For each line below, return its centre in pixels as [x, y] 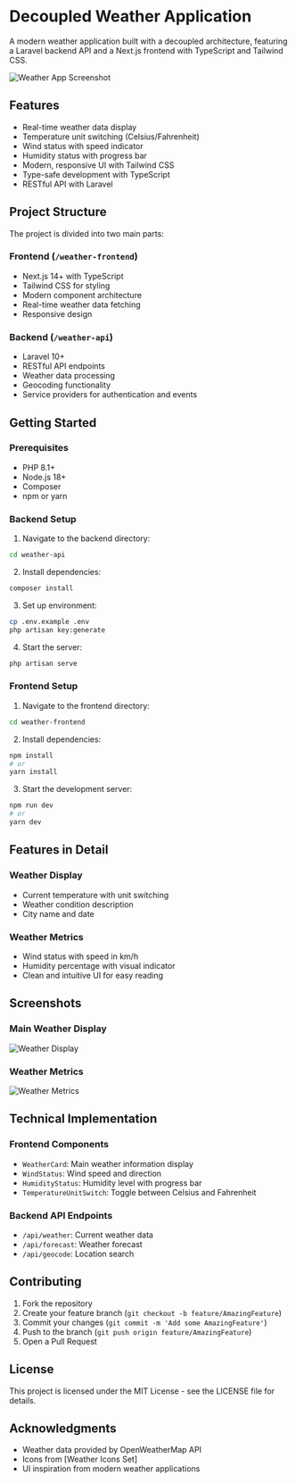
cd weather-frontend [48, 722]
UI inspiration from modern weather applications [111, 1469]
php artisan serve [43, 663]
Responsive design [57, 313]
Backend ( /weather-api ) [61, 337]
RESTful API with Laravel [67, 184]
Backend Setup [43, 519]
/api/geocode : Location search [78, 1254]
